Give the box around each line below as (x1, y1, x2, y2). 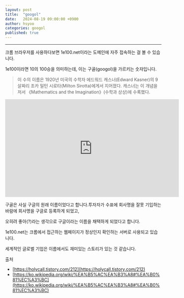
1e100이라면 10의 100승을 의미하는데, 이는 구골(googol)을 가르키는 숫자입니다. (5, 66, 157, 72)
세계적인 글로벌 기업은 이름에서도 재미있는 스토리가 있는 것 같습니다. (5, 246, 136, 251)
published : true (5, 30, 39, 35)
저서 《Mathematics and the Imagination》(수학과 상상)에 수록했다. (17, 89, 150, 95)
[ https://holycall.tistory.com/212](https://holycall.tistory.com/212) (12, 266, 145, 272)
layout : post (5, 7, 32, 12)
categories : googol (5, 26, 46, 31)
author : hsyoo (5, 21, 35, 26)
